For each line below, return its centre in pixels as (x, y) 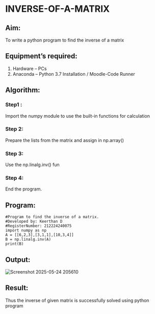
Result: (17, 288)
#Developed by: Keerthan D (34, 222)
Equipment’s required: (41, 56)
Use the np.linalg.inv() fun (32, 165)
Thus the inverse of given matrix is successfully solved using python (77, 300)
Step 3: (15, 153)
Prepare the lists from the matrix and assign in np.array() (64, 140)
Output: (18, 259)
